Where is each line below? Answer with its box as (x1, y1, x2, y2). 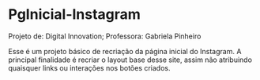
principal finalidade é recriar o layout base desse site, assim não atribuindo (8, 55, 253, 64)
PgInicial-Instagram (8, 5, 141, 24)
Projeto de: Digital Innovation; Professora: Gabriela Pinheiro (8, 31, 202, 41)
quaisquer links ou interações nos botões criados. (8, 63, 171, 72)
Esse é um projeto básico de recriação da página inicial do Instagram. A (8, 46, 242, 56)
